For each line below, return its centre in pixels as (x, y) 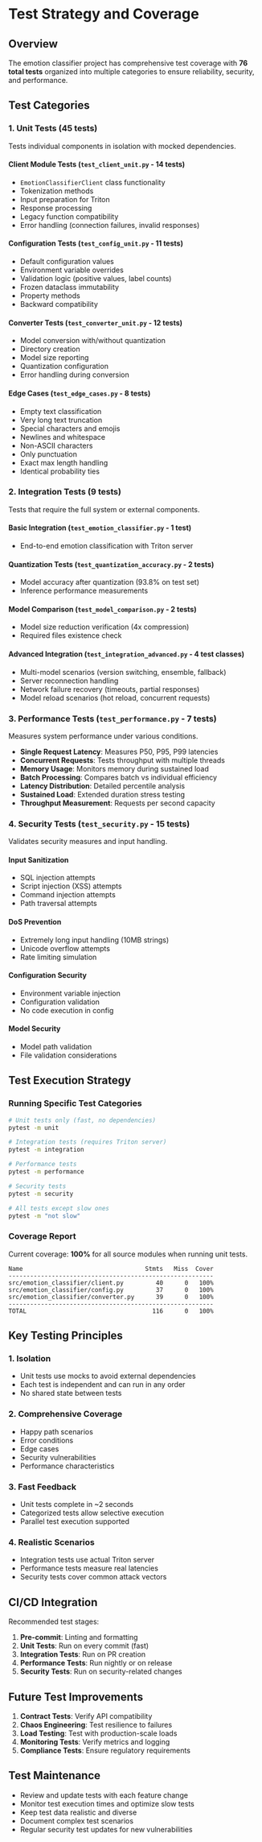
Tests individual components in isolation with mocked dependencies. (122, 146)
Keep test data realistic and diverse (78, 1812)
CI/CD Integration (53, 1602)
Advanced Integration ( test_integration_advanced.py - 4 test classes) (127, 654)
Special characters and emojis (70, 428)
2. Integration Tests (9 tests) (65, 492)
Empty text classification (61, 411)
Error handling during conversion (75, 375)
